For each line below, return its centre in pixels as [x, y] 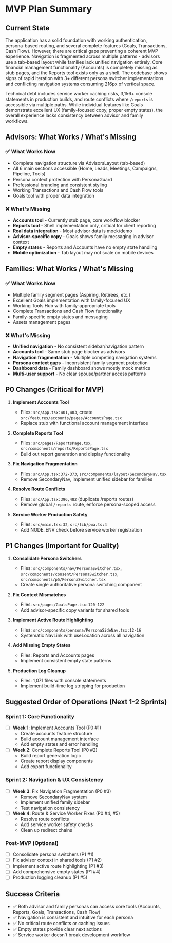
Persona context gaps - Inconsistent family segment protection [80, 363]
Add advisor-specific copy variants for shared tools [75, 610]
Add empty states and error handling [59, 744]
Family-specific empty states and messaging [60, 317]
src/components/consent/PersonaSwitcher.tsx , [70, 574]
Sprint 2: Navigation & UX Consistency [54, 780]
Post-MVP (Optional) [32, 843]
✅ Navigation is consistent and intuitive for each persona [73, 918]
